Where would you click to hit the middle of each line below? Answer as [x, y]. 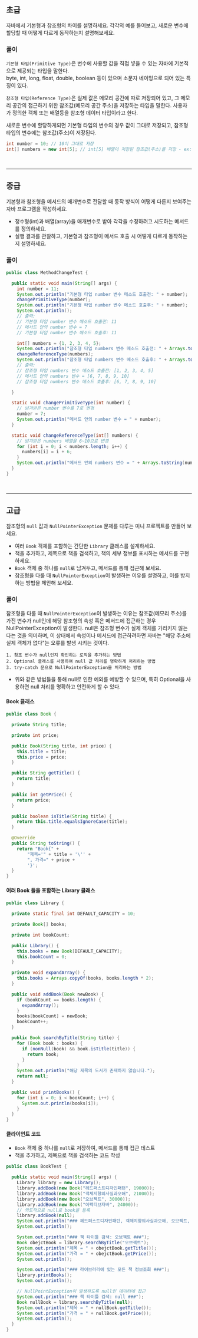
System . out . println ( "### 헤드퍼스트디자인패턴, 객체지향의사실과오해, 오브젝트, [103, 1221]
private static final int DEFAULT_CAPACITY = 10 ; [73, 914]
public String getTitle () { [46, 773]
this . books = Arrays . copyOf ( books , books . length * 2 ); [85, 978]
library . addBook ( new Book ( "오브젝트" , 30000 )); [74, 1199]
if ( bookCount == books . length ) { [59, 1000]
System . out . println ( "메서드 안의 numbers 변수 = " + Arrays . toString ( [101, 463]
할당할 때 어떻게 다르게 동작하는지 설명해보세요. [60, 32]
